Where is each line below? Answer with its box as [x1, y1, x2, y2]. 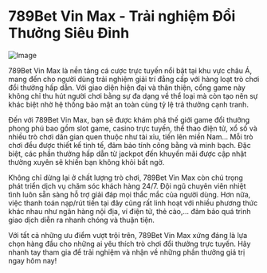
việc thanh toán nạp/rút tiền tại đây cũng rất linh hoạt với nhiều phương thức [8, 198, 258, 208]
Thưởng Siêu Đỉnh [8, 24, 130, 42]
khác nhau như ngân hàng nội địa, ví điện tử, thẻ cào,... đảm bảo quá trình [8, 206, 251, 216]
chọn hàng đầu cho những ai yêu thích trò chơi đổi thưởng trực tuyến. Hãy [8, 239, 251, 248]
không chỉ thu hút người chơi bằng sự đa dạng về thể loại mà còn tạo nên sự [8, 91, 258, 100]
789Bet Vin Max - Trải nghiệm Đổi [8, 7, 236, 25]
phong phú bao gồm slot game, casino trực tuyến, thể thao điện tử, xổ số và [8, 123, 257, 133]
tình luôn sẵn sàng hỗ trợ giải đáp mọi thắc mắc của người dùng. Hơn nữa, [8, 189, 251, 199]
